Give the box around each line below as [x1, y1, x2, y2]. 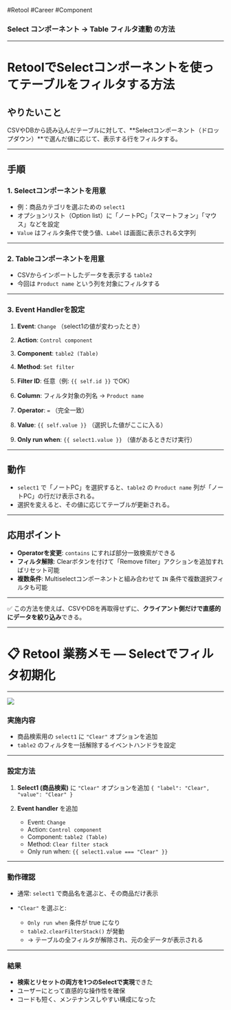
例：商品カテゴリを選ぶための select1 [16, 203, 125, 211]
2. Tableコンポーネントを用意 [7, 254, 105, 263]
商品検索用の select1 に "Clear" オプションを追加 [16, 732, 158, 740]
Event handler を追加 [16, 804, 78, 812]
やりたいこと [7, 106, 62, 118]
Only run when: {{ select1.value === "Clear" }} [27, 847, 168, 856]
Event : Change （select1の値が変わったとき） [16, 322, 144, 330]
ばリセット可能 [16, 566, 60, 574]
